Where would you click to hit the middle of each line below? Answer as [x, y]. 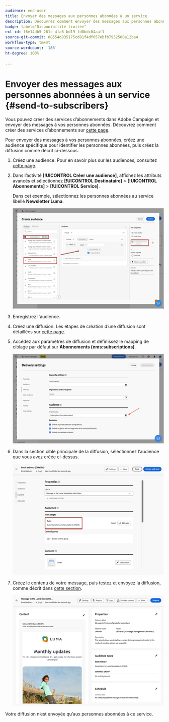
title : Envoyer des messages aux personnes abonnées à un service [76, 16]
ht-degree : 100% [22, 53]
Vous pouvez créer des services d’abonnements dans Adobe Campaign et [82, 119]
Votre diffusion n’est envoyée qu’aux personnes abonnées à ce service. [79, 714]
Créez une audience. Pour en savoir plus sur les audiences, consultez [85, 160]
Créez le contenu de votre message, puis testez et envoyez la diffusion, [87, 583]
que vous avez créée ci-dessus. [46, 457]
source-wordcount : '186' [31, 48]
